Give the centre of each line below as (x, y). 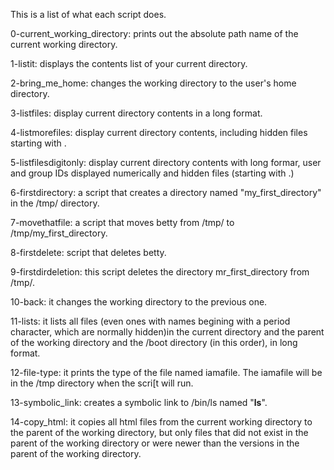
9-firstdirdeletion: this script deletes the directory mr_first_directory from (160, 272)
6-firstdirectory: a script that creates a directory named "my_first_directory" (166, 192)
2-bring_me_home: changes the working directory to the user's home (153, 83)
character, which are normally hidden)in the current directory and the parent (167, 332)
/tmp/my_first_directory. (59, 233)
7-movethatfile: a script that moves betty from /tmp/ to (122, 222)
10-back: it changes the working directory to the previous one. (139, 302)
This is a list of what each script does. (88, 14)
